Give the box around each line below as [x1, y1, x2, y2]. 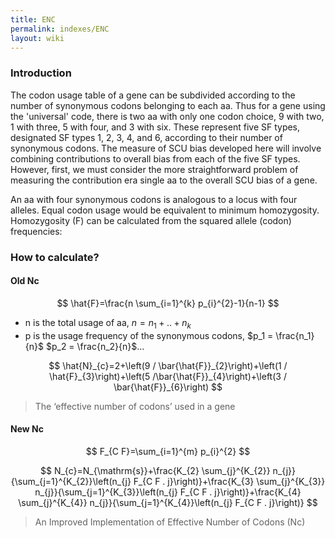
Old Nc [10, 275, 40, 287]
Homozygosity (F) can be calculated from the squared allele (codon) [10, 214, 292, 226]
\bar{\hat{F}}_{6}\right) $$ [113, 381, 223, 393]
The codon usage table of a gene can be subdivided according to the [10, 89, 296, 101]
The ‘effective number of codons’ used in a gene [34, 400, 236, 412]
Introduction [10, 66, 72, 80]
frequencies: [10, 225, 63, 237]
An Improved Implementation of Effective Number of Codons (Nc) [34, 516, 306, 528]
